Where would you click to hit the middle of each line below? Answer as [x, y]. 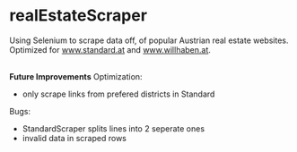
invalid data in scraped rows [74, 138]
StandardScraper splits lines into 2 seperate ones [113, 128]
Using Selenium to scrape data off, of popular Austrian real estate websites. [149, 40]
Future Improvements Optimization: [76, 76]
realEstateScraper [79, 16]
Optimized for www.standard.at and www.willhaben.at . [110, 49]
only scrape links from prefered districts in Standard [118, 94]
